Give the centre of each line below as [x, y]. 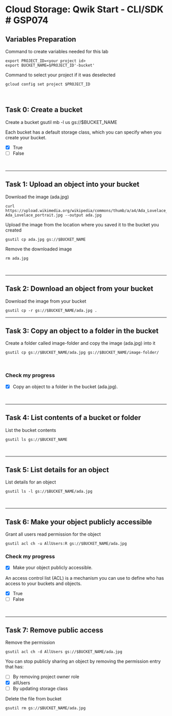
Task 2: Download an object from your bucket [79, 289]
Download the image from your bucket [46, 301]
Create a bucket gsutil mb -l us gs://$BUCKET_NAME [61, 122]
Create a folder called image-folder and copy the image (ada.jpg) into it [80, 343]
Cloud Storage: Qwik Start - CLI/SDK [84, 9]
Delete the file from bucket [34, 699]
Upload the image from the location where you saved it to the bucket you [82, 224]
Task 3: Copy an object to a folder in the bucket [82, 331]
